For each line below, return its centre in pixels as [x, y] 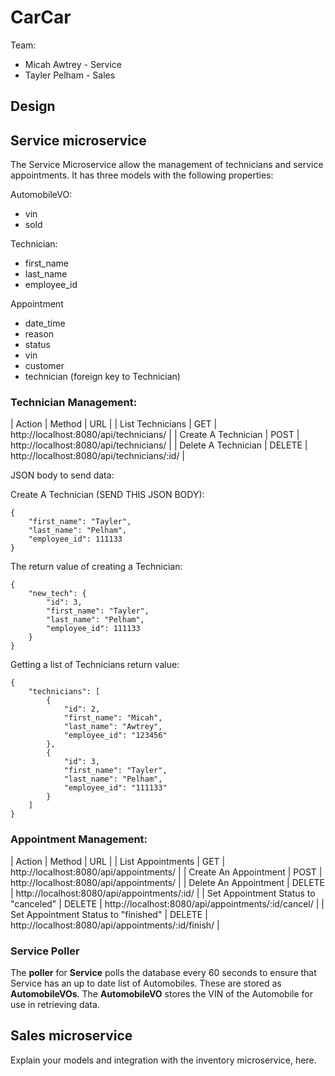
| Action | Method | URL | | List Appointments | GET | [118, 861]
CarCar [41, 17]
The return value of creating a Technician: [96, 567]
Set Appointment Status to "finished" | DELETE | [109, 914]
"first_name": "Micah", [113, 718]
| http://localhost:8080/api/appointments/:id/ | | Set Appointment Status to [163, 893]
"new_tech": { [57, 594]
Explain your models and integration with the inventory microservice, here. [163, 1060]
